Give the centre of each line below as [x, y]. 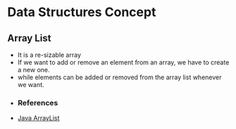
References [38, 102]
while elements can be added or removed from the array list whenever [119, 77]
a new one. [34, 70]
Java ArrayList [38, 118]
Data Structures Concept [82, 12]
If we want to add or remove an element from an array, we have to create [123, 62]
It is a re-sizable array [49, 55]
